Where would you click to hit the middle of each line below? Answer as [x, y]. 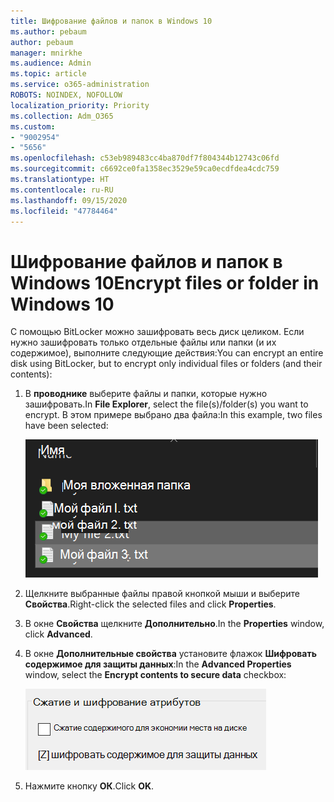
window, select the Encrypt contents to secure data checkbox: [155, 675]
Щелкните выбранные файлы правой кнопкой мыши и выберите [162, 594]
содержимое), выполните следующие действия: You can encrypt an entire [167, 353]
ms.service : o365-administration [80, 85]
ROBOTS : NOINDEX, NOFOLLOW [66, 95]
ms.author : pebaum [48, 31]
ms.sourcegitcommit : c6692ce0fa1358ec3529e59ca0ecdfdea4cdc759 [145, 169]
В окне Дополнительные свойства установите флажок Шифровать [170, 654]
